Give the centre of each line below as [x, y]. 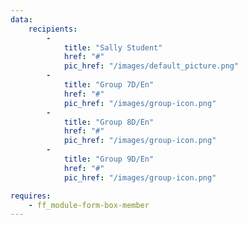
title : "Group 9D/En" [109, 159]
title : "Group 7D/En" [109, 85]
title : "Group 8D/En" [109, 122]
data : [21, 19]
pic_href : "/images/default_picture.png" [151, 66]
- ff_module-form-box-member [89, 205]
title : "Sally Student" [113, 47]
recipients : [53, 29]
